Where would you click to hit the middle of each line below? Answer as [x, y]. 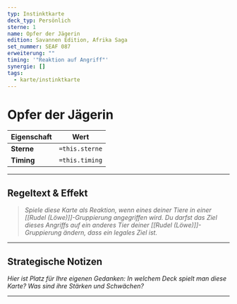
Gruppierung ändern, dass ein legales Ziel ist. [91, 233]
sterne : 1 [22, 27]
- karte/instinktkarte [47, 80]
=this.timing [81, 160]
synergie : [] [26, 66]
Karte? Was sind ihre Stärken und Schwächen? [76, 286]
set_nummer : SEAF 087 [39, 47]
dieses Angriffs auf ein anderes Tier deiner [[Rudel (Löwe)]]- [113, 225]
